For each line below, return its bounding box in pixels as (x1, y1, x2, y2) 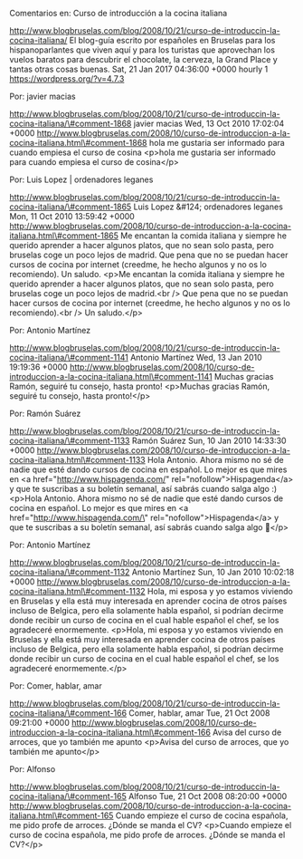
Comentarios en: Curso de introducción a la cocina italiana (9, 8, 228, 18)
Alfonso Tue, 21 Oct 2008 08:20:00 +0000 (128, 791, 288, 801)
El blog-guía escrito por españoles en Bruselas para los (69, 35, 276, 45)
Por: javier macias (9, 91, 76, 101)
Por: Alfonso (9, 764, 56, 774)
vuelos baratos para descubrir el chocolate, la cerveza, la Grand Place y (9, 54, 278, 64)
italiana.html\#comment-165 (9, 810, 114, 821)
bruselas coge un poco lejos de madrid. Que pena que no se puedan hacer (9, 249, 289, 260)
